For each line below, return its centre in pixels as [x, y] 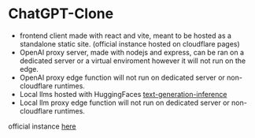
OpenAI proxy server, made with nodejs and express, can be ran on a [132, 52]
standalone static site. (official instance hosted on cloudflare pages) [129, 43]
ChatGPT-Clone [61, 14]
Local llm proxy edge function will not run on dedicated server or [124, 103]
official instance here [42, 126]
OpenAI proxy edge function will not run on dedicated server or [122, 77]
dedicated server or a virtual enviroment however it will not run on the [133, 61]
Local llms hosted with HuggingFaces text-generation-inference [123, 94]
